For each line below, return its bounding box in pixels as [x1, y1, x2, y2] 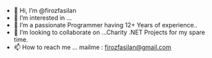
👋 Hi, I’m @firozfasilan [13, 7, 77, 14]
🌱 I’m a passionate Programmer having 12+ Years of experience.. [13, 21, 198, 29]
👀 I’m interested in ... [13, 14, 72, 22]
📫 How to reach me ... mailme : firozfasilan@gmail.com [13, 43, 171, 51]
